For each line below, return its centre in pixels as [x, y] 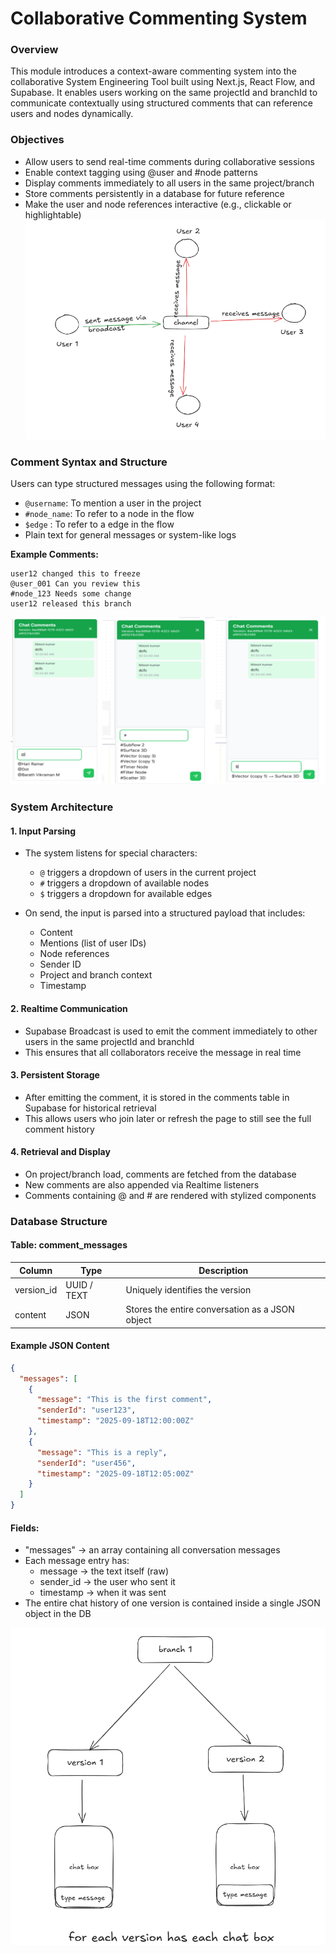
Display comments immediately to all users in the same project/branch [169, 183]
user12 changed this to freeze [75, 574]
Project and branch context [96, 975]
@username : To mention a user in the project [113, 503]
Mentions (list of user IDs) [93, 943]
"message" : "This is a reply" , [102, 1452]
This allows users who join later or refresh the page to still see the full [168, 1118]
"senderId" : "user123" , [86, 1410]
